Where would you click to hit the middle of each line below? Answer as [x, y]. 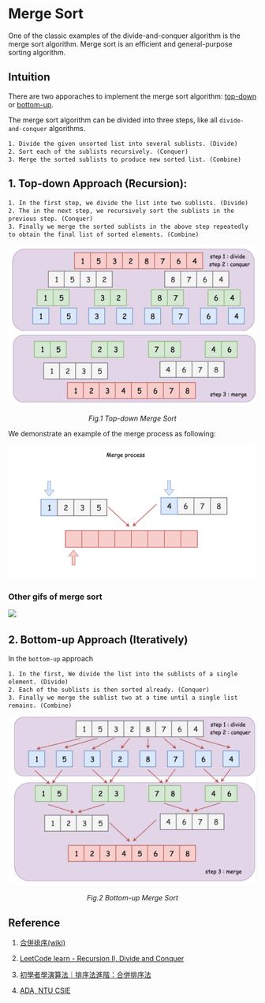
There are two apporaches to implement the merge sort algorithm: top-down [132, 96]
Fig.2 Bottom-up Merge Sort [132, 898]
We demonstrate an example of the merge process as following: [112, 433]
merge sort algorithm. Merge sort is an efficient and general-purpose [120, 43]
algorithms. [67, 128]
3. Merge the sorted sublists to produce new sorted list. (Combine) [125, 159]
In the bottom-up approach [51, 658]
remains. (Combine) [40, 705]
